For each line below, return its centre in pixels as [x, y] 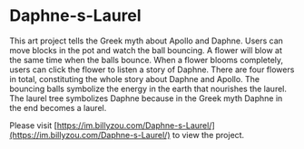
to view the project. [208, 135]
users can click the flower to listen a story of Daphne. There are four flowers [152, 70]
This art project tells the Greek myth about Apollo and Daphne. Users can [147, 41]
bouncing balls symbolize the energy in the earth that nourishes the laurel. [148, 88]
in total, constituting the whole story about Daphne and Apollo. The [135, 79]
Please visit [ [33, 125]
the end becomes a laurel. [58, 107]
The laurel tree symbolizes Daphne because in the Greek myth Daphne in [146, 98]
